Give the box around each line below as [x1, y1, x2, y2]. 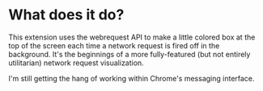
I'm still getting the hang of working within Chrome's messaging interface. [8, 73, 255, 83]
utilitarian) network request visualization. [8, 58, 144, 68]
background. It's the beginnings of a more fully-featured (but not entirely [8, 49, 251, 59]
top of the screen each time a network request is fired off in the [8, 40, 220, 50]
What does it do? [8, 6, 125, 24]
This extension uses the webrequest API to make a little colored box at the [8, 32, 256, 42]
